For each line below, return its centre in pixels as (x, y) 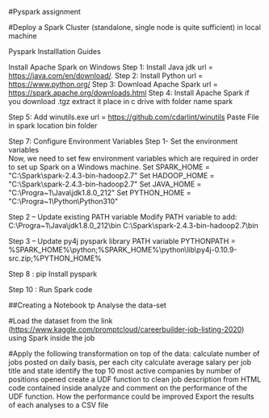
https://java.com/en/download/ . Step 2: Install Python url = (106, 75)
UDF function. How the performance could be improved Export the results (131, 396)
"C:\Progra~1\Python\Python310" (63, 201)
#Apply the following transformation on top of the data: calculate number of (134, 353)
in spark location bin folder (53, 125)
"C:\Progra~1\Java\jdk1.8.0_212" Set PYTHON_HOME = (100, 192)
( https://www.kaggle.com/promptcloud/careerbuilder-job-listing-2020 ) (126, 329)
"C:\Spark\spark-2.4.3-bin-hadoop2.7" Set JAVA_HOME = (105, 184)
